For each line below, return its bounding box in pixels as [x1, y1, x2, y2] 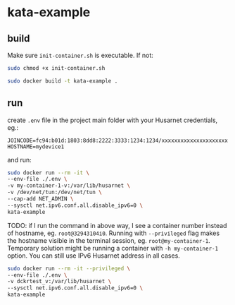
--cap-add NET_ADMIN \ [7, 196, 74, 203]
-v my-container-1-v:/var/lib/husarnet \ [7, 182, 131, 189]
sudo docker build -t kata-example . [7, 77, 118, 85]
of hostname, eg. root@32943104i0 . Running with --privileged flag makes [7, 229, 220, 237]
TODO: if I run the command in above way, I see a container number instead [7, 221, 227, 229]
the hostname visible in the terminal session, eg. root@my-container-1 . [7, 236, 211, 244]
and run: [7, 155, 32, 164]
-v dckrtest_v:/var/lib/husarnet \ [7, 278, 112, 285]
